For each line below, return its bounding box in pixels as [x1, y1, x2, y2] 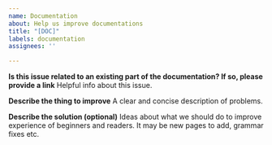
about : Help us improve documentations [8, 20, 144, 28]
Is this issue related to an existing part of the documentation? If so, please [8, 72, 264, 81]
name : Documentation [8, 11, 79, 20]
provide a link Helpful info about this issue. [8, 81, 153, 90]
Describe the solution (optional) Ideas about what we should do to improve [8, 112, 262, 122]
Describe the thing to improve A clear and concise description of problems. [8, 96, 263, 106]
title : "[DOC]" [8, 27, 60, 35]
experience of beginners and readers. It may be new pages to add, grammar [8, 121, 264, 130]
